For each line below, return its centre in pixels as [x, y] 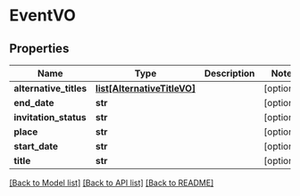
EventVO [42, 16]
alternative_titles [50, 88]
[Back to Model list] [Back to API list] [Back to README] [112, 183]
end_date [34, 103]
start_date [36, 146]
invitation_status [50, 117]
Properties [39, 49]
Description [229, 73]
